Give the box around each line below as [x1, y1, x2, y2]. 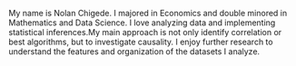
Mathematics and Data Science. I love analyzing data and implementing [8, 17, 276, 28]
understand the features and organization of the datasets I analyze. [8, 46, 261, 57]
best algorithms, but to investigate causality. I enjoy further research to [8, 36, 273, 47]
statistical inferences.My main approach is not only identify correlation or [8, 27, 282, 37]
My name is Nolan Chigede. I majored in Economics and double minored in [8, 8, 288, 18]
